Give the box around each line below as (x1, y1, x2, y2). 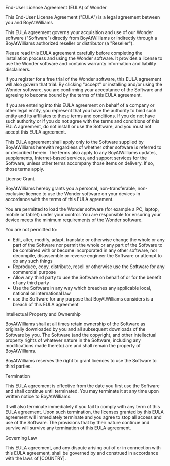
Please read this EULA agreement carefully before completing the (5, 50, 143, 56)
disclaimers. (5, 66, 31, 72)
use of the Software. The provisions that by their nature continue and (5, 420, 150, 425)
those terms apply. (5, 166, 45, 172)
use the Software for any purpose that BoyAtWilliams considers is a (12, 296, 154, 302)
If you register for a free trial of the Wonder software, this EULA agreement (5, 76, 161, 82)
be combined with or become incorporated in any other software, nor (12, 247, 158, 253)
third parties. (5, 363, 32, 369)
